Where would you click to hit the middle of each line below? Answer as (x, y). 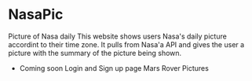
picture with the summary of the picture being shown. (95, 53)
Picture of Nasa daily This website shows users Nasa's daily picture (118, 36)
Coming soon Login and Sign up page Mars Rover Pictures (114, 68)
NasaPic (36, 15)
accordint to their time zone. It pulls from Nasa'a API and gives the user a (126, 44)
